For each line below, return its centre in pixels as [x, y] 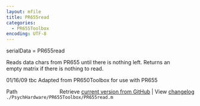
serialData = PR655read [36, 51]
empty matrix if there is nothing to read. [55, 68]
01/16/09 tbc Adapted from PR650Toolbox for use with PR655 [82, 80]
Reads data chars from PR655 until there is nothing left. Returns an [88, 63]
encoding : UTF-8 [26, 34]
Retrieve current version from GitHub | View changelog [127, 92]
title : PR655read [28, 17]
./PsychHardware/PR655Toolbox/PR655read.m [60, 98]
